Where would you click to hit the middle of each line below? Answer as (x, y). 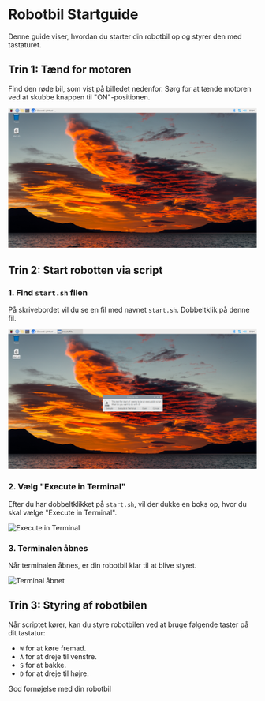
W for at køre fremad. (53, 648)
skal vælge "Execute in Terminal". (63, 512)
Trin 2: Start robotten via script (86, 270)
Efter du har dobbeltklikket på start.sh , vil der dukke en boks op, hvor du (127, 504)
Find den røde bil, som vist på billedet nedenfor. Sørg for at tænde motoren (130, 88)
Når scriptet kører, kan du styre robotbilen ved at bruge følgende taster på (129, 624)
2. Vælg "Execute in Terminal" (67, 487)
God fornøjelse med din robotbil (60, 688)
